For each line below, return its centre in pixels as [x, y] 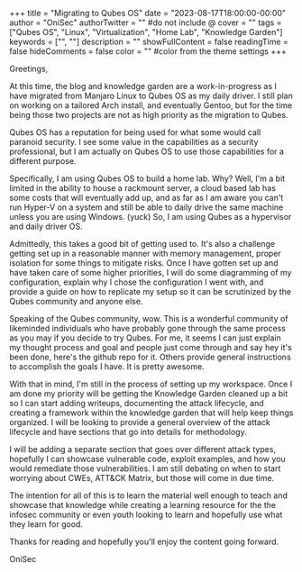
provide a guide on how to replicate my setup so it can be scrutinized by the [150, 291]
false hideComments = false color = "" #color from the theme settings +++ [148, 51]
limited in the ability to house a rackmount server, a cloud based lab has [143, 188]
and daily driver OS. [46, 226]
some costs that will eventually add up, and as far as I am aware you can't [146, 198]
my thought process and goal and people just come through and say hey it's [151, 347]
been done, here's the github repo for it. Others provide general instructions [150, 357]
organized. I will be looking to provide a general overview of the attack [140, 422]
